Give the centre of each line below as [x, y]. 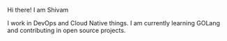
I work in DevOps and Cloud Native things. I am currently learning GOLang [114, 23]
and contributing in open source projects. [66, 30]
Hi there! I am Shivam [38, 10]
